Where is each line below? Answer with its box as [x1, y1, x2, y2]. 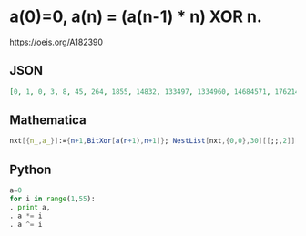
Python [9, 161, 52, 177]
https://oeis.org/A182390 [9, 36, 103, 47]
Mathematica [9, 112, 87, 128]
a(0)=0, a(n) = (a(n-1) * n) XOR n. [9, 6, 262, 27]
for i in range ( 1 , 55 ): [9, 194, 96, 203]
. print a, [9, 202, 51, 211]
